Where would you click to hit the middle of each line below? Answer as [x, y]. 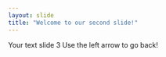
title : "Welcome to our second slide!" [73, 23]
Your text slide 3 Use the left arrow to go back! [83, 45]
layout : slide [31, 15]
